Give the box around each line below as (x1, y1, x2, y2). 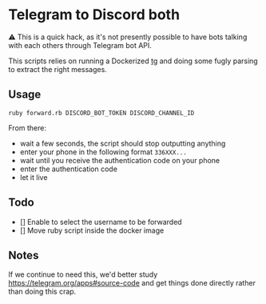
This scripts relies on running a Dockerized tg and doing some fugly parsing (8, 56, 258, 66)
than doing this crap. (8, 286, 77, 297)
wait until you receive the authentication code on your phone (19, 155, 220, 165)
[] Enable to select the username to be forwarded (19, 217, 182, 226)
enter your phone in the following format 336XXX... (19, 146, 188, 157)
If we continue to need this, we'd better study (8, 270, 158, 279)
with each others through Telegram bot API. (8, 40, 152, 50)
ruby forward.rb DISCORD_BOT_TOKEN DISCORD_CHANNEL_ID (8, 109, 195, 117)
